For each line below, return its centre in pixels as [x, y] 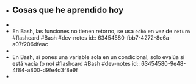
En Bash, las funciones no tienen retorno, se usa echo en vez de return [101, 31]
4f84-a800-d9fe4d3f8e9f [45, 70]
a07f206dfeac [30, 44]
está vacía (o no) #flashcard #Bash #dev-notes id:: [76, 63]
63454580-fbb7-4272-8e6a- [135, 37]
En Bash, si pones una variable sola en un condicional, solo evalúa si [98, 57]
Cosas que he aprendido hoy [68, 10]
